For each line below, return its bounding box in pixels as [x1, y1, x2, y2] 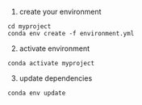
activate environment [19, 44, 90, 53]
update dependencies [19, 73, 93, 83]
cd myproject [7, 23, 52, 31]
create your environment [19, 7, 102, 16]
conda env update [7, 89, 66, 97]
